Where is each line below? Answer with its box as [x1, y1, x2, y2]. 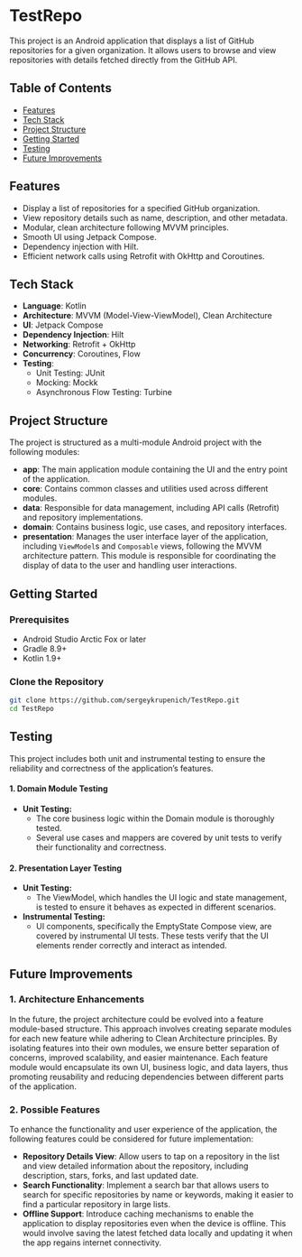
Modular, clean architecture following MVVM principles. [22, 222, 230, 233]
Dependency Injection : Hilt [22, 329, 124, 340]
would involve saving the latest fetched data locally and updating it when [22, 1228, 293, 1239]
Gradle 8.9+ [22, 642, 68, 654]
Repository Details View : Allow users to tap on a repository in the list [22, 1151, 280, 1162]
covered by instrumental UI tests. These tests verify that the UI [35, 930, 269, 941]
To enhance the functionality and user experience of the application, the [9, 1124, 278, 1135]
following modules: [9, 447, 80, 458]
